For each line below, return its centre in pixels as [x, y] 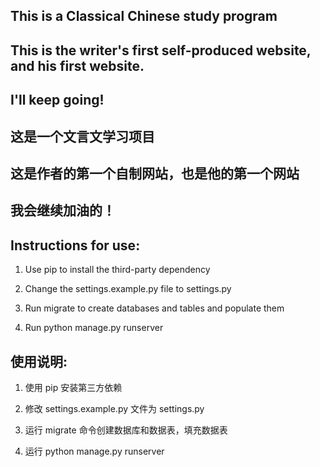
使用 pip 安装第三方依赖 [73, 387]
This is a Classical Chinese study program [144, 16]
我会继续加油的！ [63, 210]
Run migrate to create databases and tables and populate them [154, 308]
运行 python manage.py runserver [94, 451]
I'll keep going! [57, 100]
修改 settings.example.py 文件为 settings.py [114, 408]
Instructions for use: [75, 245]
